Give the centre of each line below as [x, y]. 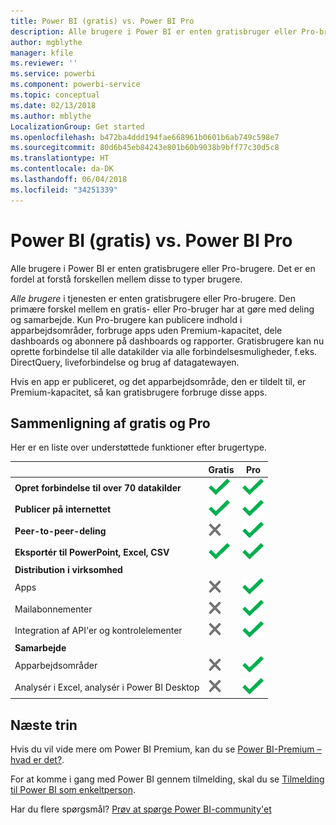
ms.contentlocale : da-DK [62, 169]
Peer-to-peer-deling [60, 531]
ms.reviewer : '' [44, 63]
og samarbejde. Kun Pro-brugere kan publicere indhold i [126, 319]
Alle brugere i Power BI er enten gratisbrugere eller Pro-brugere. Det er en [163, 268]
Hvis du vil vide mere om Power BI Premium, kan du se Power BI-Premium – [166, 749]
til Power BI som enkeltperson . [73, 789]
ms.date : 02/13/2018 [53, 105]
